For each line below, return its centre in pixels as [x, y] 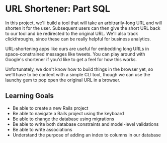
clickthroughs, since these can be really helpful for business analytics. [78, 39]
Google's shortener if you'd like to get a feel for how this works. [71, 59]
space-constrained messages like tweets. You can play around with [75, 54]
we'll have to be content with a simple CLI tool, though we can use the [78, 74]
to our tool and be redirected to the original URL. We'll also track [72, 33]
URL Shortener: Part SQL [58, 9]
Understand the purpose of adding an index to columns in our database [87, 135]
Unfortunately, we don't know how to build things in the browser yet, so [79, 69]
